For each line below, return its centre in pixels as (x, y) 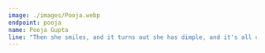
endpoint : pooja (35, 23)
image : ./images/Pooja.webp (54, 15)
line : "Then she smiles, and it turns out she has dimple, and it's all (130, 37)
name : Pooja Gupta (38, 30)
